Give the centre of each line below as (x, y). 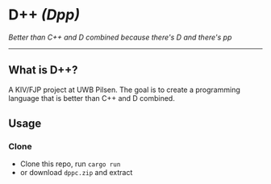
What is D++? (43, 70)
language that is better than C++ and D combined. (92, 98)
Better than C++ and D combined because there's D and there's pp (120, 37)
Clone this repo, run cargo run (70, 164)
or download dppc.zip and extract (76, 173)
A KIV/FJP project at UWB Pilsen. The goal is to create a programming (124, 90)
